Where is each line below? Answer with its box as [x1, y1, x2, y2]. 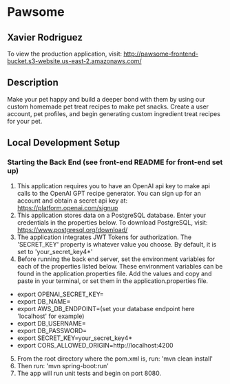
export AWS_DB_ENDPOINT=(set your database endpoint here [17, 304, 195, 313]
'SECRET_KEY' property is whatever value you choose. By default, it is [17, 240, 217, 248]
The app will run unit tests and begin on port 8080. [17, 369, 162, 377]
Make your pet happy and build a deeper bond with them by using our [7, 95, 205, 103]
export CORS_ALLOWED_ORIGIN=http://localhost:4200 [17, 341, 174, 349]
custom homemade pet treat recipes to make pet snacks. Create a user [7, 102, 209, 111]
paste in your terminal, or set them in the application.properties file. [17, 276, 209, 285]
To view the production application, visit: [7, 49, 123, 58]
